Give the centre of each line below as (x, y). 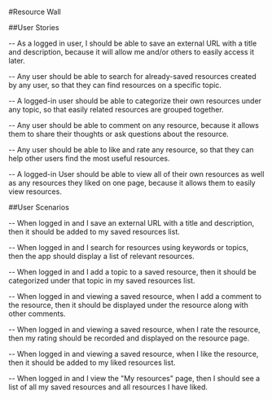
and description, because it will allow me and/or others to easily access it (132, 52)
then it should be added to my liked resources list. (92, 363)
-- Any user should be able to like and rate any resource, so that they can (131, 149)
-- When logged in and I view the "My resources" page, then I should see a (134, 378)
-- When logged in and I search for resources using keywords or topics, (129, 247)
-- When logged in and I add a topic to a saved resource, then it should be (132, 272)
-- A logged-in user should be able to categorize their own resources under (135, 101)
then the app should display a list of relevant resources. (101, 256)
